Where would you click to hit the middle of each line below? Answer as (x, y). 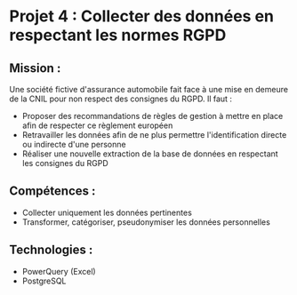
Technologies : (51, 250)
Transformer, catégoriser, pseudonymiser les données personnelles (146, 222)
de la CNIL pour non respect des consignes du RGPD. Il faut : (121, 99)
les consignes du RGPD (65, 163)
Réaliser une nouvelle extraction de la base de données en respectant (150, 154)
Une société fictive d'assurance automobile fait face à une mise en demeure (149, 89)
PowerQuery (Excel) (59, 271)
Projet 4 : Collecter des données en (141, 16)
